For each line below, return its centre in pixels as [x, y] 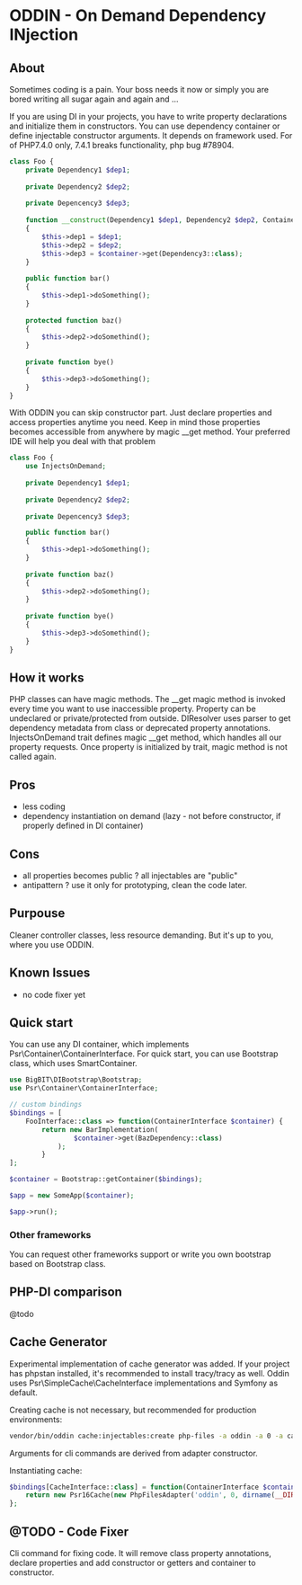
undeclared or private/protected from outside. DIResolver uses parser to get [150, 718]
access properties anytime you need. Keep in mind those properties [135, 423]
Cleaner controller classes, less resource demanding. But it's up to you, [142, 935]
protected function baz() [74, 320]
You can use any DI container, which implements [99, 1045]
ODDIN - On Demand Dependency [138, 16]
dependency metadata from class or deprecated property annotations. [140, 728]
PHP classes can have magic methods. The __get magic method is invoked [147, 699]
